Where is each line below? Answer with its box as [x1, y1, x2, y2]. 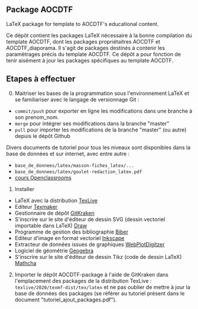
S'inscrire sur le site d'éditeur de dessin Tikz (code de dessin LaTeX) [14, 253, 182, 260]
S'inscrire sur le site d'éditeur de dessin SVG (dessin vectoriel [14, 215, 165, 223]
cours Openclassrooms [14, 174, 72, 181]
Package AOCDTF [6, 5, 73, 15]
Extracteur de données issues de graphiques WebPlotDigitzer [14, 241, 165, 248]
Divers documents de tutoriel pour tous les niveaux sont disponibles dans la [6, 144, 191, 151]
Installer [14, 185, 34, 192]
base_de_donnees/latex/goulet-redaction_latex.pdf [14, 169, 142, 175]
